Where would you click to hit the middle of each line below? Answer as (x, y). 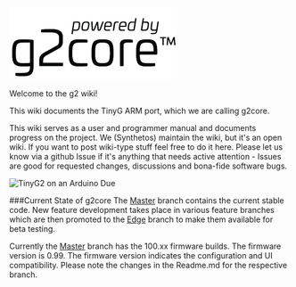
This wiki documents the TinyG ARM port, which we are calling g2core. (140, 111)
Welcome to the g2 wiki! (53, 94)
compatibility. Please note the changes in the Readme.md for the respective (148, 265)
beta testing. (33, 229)
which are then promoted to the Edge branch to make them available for (141, 219)
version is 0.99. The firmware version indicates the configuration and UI (141, 255)
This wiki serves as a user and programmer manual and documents (133, 128)
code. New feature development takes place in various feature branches (142, 210)
